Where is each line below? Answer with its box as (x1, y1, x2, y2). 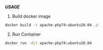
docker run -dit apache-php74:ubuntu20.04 (5, 40, 92, 45)
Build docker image (12, 13, 51, 19)
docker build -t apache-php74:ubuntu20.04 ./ (5, 23, 98, 27)
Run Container (12, 31, 41, 37)
